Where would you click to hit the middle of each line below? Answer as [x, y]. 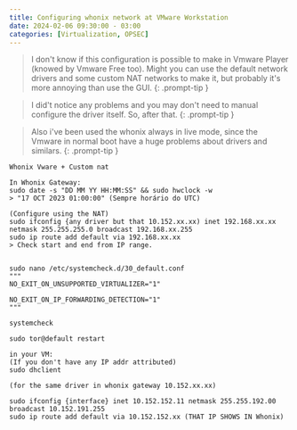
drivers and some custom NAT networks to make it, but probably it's [156, 79]
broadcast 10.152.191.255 [57, 409]
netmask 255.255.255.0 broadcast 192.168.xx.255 [101, 230]
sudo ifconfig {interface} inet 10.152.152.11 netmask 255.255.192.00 [143, 401]
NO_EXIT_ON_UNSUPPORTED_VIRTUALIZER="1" [85, 285]
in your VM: [31, 355]
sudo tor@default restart [57, 339]
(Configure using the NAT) [59, 214]
